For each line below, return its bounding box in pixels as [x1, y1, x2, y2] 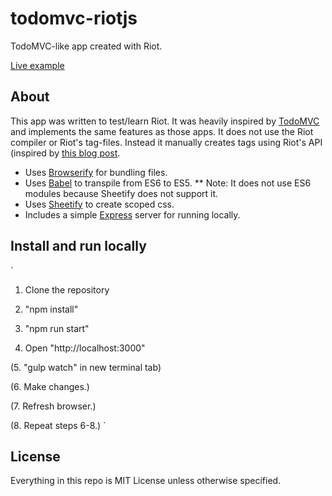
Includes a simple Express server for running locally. [24, 208, 241, 221]
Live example [10, 59, 65, 71]
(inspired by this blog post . [10, 147, 121, 159]
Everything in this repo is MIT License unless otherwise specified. [10, 475, 282, 487]
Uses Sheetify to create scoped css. [24, 198, 175, 210]
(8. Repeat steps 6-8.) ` [10, 419, 107, 431]
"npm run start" [24, 322, 90, 334]
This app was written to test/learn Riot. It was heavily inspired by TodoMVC [10, 115, 320, 127]
